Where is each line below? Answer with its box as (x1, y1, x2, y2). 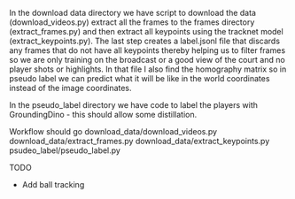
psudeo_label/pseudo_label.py (9, 145, 121, 156)
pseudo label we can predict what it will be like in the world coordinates (9, 73, 270, 83)
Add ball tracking (21, 180, 85, 189)
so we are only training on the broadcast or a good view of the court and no (9, 55, 285, 65)
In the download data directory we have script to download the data (9, 8, 257, 18)
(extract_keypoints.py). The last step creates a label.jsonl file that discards (9, 35, 281, 46)
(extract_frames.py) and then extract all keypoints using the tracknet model (9, 27, 283, 36)
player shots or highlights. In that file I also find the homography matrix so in (9, 64, 287, 74)
